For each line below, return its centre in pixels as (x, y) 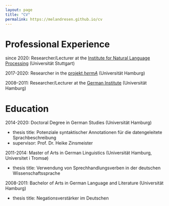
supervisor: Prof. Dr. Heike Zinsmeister (53, 143)
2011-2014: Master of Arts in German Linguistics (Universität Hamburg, (79, 153)
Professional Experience (58, 44)
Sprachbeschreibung (34, 138)
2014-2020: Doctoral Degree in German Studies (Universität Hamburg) (79, 123)
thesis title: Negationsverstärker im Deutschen (61, 198)
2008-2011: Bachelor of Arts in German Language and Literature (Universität (84, 183)
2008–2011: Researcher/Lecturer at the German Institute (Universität (76, 83)
